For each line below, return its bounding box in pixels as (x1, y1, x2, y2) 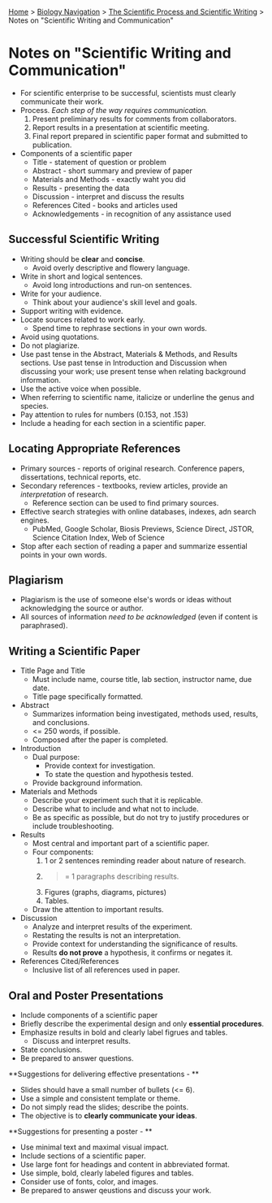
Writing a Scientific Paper (8, 644, 140, 658)
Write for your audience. (19, 289, 102, 298)
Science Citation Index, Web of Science (32, 532, 165, 542)
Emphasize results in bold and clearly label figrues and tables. (19, 1027, 228, 1037)
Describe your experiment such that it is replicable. (32, 796, 203, 806)
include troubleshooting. (32, 821, 114, 832)
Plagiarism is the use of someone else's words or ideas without (19, 595, 232, 605)
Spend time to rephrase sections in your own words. (32, 323, 207, 332)
